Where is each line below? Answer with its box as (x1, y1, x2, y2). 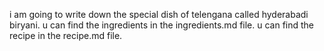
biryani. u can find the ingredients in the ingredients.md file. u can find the (9, 19, 315, 31)
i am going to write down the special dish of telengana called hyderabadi (9, 9, 309, 20)
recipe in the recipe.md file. (9, 30, 123, 41)
